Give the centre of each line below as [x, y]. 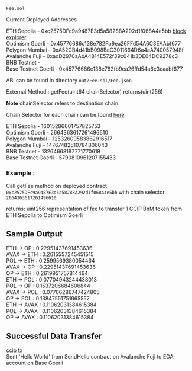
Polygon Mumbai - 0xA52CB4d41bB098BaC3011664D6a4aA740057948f [95, 50]
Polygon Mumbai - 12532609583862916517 [59, 139]
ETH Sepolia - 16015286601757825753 [53, 126]
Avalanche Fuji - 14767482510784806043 [57, 145]
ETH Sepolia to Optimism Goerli [45, 215]
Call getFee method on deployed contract [57, 186]
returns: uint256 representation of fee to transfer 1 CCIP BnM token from [94, 209]
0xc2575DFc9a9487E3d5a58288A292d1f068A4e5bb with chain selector [86, 192]
